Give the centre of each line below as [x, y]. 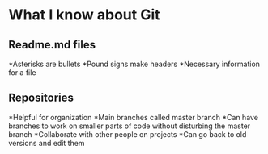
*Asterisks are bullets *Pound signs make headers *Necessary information [134, 64]
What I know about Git [84, 15]
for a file [22, 73]
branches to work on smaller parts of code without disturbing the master [130, 126]
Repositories [41, 98]
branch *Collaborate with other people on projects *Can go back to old [128, 134]
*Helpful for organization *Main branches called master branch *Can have [134, 117]
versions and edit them [47, 143]
